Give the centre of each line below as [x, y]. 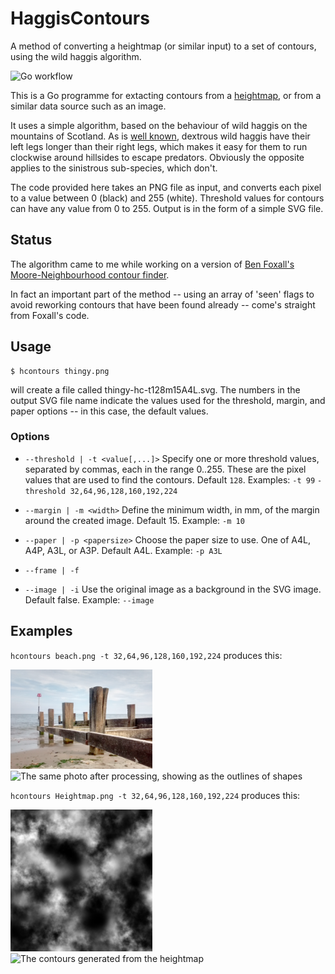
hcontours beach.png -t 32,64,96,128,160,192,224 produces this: [146, 655]
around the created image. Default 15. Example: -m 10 [134, 520]
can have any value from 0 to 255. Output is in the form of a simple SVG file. [167, 208]
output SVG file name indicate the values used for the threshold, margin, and [168, 400]
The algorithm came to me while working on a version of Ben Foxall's [152, 264]
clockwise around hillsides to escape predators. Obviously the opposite [157, 157]
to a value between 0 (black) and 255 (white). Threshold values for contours [167, 198]
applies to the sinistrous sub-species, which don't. [114, 168]
